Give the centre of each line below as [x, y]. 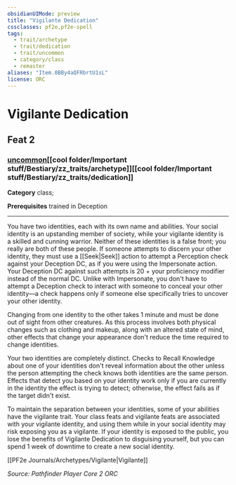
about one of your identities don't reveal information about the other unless [116, 366]
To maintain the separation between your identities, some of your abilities [113, 409]
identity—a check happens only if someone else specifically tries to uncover [118, 294]
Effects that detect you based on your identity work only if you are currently [117, 381]
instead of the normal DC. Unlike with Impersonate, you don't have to [107, 279]
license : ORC [26, 79]
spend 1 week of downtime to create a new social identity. [91, 446]
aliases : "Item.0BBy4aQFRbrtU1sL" [58, 72]
